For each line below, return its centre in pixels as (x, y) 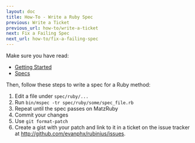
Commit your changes (41, 115)
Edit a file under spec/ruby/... (52, 96)
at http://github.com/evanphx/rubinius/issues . (70, 134)
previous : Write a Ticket (38, 22)
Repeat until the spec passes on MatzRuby (66, 109)
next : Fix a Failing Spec (38, 34)
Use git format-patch (41, 121)
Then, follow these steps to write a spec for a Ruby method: (78, 85)
